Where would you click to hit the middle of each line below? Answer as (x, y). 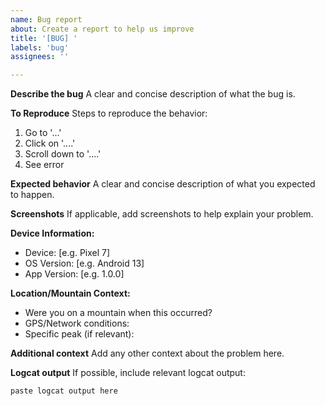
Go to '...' (43, 133)
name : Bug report (46, 19)
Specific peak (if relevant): (79, 334)
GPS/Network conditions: (77, 323)
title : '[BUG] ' (44, 38)
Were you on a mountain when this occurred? (118, 313)
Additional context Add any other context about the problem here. (147, 353)
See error (44, 165)
